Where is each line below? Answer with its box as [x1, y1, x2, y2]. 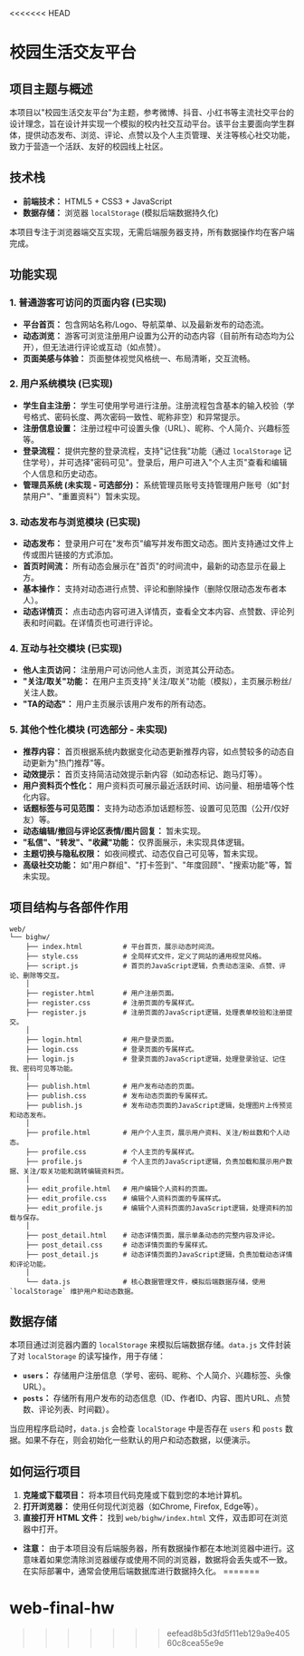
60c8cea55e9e [166, 1638, 224, 1649]
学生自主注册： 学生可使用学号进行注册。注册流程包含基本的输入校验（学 [22, 399, 295, 411]
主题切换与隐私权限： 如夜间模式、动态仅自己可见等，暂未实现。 [22, 848, 263, 858]
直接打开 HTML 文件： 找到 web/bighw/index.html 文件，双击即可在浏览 [22, 1513, 289, 1524]
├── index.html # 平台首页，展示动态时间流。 [25, 942, 219, 951]
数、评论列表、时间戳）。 [22, 1404, 115, 1415]
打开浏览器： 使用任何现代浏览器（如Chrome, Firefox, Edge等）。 [22, 1501, 264, 1512]
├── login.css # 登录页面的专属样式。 [25, 1044, 199, 1053]
